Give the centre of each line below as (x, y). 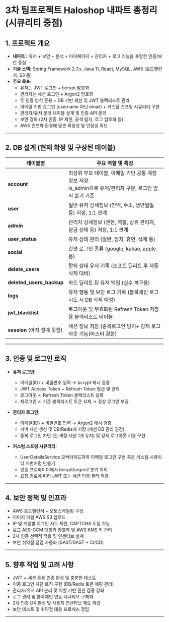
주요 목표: (22, 81)
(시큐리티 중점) (34, 23)
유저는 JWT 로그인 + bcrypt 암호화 (55, 88)
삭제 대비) (79, 273)
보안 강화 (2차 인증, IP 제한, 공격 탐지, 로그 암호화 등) (72, 119)
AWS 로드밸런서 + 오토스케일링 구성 (48, 511)
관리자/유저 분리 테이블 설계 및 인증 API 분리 (63, 113)
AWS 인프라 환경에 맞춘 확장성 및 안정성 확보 (64, 126)
